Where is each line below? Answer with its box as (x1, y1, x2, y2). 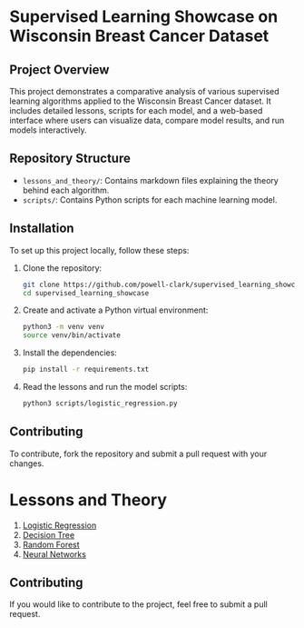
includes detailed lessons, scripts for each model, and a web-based (9, 105, 263, 115)
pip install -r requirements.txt (22, 365, 150, 374)
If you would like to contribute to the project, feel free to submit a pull (9, 599, 268, 610)
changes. (9, 457, 44, 469)
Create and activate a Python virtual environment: (22, 304, 209, 315)
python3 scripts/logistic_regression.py (22, 399, 178, 408)
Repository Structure (9, 151, 132, 166)
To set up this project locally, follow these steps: (9, 244, 190, 255)
